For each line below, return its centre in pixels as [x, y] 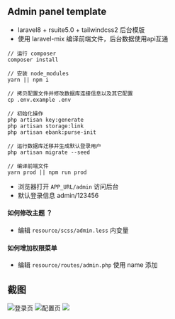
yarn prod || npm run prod [47, 172]
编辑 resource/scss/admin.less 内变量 [73, 230]
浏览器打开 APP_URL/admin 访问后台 [68, 186]
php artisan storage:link [45, 126]
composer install [33, 60]
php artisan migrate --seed [49, 152]
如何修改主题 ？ [30, 213]
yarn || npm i [28, 80]
